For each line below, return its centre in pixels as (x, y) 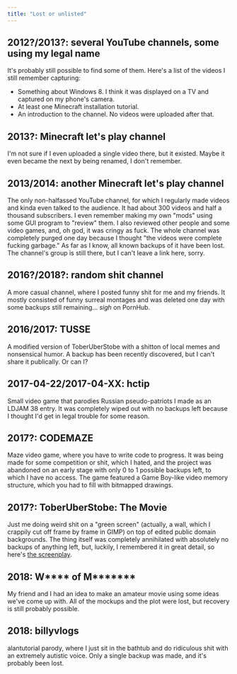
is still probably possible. (44, 608)
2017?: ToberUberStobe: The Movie (87, 507)
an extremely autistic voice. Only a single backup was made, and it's (107, 656)
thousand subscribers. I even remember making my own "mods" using (110, 216)
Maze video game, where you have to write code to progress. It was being (116, 455)
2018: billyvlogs (43, 631)
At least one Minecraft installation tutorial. (78, 107)
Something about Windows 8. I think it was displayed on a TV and (113, 92)
